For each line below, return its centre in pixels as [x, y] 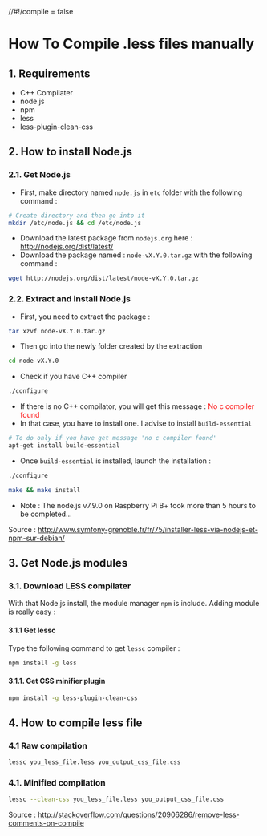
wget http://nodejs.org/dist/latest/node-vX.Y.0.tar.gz [103, 279]
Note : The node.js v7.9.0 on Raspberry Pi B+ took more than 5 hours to [138, 505]
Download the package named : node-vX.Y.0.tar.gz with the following [136, 255]
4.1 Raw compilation [48, 745]
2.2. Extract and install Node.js [69, 299]
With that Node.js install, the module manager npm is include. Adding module [134, 604]
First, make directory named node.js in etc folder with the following [131, 192]
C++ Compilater [47, 93]
